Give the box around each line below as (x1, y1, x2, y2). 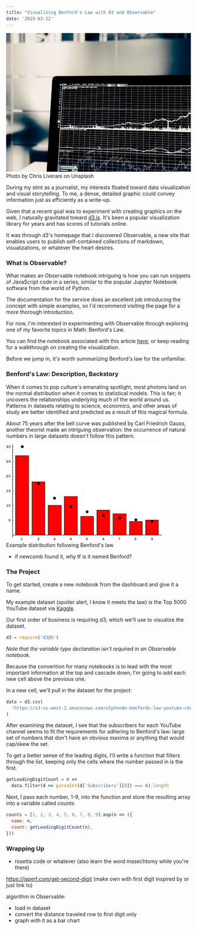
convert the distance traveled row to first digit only (14, 911, 137, 918)
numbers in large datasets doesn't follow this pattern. (6, 432, 135, 439)
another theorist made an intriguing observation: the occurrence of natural (6, 426, 186, 433)
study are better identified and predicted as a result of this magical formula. (6, 408, 189, 415)
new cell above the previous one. (6, 675, 86, 682)
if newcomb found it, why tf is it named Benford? (14, 553, 132, 560)
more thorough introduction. (6, 309, 74, 316)
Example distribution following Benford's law (6, 541, 114, 548)
